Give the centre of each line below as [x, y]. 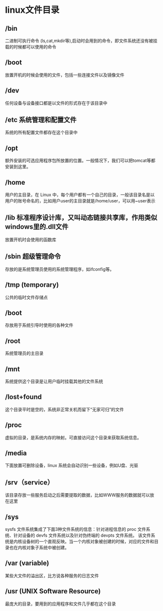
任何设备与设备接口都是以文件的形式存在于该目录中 [56, 103]
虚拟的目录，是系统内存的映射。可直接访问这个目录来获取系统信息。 [73, 437]
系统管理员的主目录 [24, 353]
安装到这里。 [18, 167]
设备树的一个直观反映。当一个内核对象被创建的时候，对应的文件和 [88, 541]
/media [16, 453]
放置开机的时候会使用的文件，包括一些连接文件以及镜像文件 [65, 75]
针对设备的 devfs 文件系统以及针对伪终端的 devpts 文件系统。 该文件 [82, 535]
